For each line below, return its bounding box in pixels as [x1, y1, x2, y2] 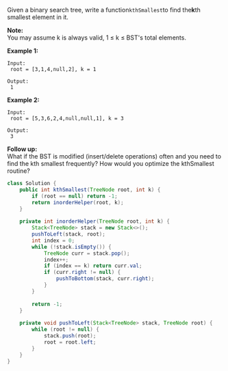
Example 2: [7, 96, 40, 104]
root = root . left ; [43, 338, 97, 346]
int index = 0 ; [31, 237, 75, 244]
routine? [7, 167, 31, 175]
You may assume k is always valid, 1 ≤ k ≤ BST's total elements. [7, 33, 187, 42]
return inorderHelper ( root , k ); [31, 199, 125, 206]
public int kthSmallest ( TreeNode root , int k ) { [19, 186, 161, 193]
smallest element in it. [7, 13, 68, 21]
